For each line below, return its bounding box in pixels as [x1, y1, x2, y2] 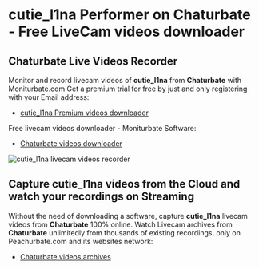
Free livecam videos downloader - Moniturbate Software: [8, 124, 197, 133]
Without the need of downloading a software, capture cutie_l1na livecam [8, 211, 248, 220]
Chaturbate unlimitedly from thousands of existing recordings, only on [8, 227, 241, 237]
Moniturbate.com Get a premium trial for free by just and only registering [8, 84, 248, 93]
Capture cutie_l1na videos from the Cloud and [8, 177, 241, 191]
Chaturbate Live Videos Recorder [8, 54, 178, 68]
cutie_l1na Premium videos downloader [19, 108, 149, 117]
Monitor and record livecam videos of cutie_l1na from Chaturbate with [8, 76, 242, 85]
